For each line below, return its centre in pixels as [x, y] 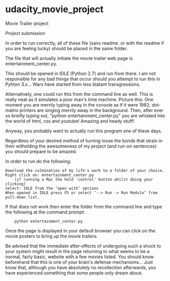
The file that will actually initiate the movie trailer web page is [69, 58]
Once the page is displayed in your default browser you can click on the [80, 231]
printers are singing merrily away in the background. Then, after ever [92, 110]
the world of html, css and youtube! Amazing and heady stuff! [70, 121]
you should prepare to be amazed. [41, 151]
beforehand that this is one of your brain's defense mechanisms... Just [79, 262]
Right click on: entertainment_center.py [50, 175]
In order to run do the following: [38, 161]
